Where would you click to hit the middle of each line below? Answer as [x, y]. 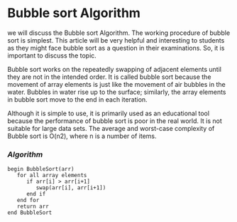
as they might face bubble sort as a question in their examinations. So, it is [116, 48]
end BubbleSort [30, 213]
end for [28, 201]
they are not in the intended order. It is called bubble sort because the [109, 77]
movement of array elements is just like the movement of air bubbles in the [116, 84]
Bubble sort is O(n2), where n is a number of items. [82, 136]
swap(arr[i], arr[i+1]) [71, 188]
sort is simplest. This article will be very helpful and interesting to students [116, 40]
